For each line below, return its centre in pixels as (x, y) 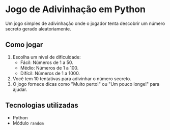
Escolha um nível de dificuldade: (47, 57)
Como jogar (24, 45)
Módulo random (28, 123)
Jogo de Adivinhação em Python (76, 9)
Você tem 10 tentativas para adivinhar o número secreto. (72, 78)
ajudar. (20, 89)
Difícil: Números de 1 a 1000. (50, 73)
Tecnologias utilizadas (42, 105)
